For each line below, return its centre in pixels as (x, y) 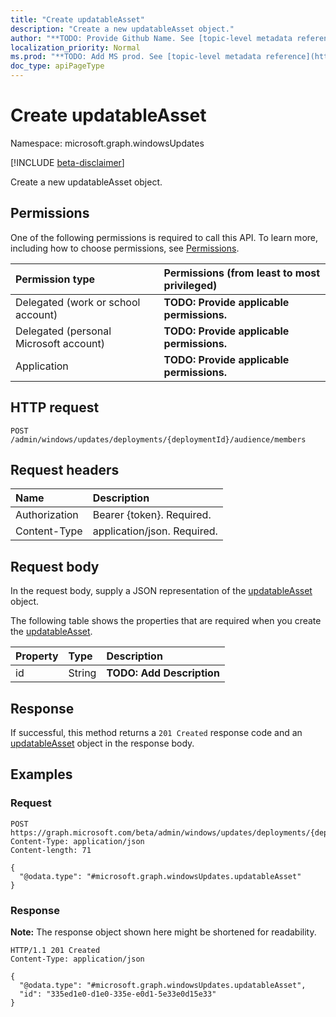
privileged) (190, 285)
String (82, 673)
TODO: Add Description (163, 673)
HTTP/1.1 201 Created (55, 950)
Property (37, 656)
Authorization (47, 515)
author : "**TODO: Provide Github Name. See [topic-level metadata (151, 38)
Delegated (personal (63, 331)
